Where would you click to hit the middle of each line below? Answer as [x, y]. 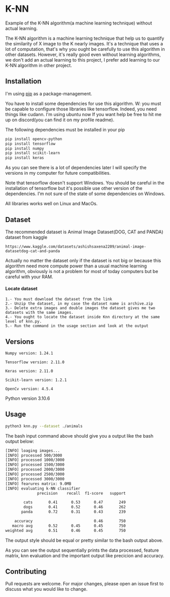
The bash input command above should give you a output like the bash [79, 436]
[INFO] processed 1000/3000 [35, 460]
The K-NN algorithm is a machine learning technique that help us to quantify [85, 38]
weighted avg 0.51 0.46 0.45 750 [65, 530]
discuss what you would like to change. [46, 589]
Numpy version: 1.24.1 [29, 353]
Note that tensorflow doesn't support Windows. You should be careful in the [85, 183]
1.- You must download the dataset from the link [59, 299]
